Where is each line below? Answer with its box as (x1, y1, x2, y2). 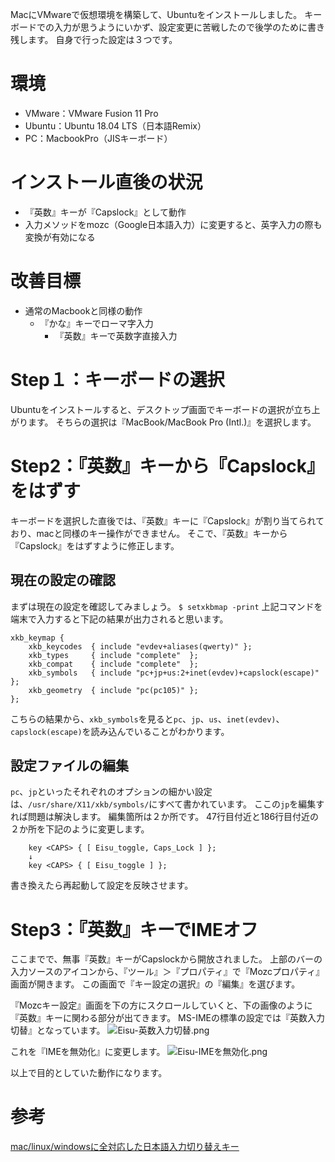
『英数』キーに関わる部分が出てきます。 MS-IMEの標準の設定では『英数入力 (10, 1012, 326, 1024)
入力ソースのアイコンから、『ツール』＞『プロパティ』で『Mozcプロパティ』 (10, 966, 325, 978)
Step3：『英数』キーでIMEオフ (10, 918, 258, 941)
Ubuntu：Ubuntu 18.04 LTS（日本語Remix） (24, 119, 207, 132)
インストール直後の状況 (10, 171, 203, 194)
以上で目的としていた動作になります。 (10, 1067, 168, 1079)
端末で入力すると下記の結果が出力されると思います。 (10, 613, 229, 625)
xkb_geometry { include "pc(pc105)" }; (28, 685, 199, 695)
